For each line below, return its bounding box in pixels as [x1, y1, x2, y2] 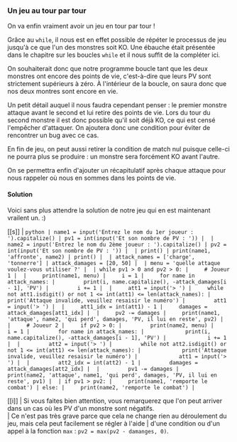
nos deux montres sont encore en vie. [7, 87, 118, 96]
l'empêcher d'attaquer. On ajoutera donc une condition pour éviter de [7, 124, 211, 132]
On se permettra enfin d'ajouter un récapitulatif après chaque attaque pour [7, 166, 226, 175]
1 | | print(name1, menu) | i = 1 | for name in [7, 272, 195, 279]
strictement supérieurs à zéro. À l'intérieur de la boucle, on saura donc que [7, 80, 227, 88]
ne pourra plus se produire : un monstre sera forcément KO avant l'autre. [7, 152, 220, 161]
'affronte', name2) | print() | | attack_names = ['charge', [7, 253, 195, 261]
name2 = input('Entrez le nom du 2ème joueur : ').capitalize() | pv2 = [7, 241, 227, 248]
